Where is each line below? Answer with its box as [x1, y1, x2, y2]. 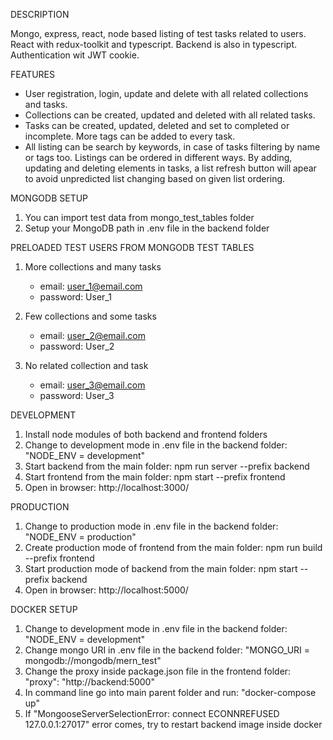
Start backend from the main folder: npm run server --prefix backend [24, 460, 310, 472]
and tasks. [24, 99, 68, 110]
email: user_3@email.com [39, 379, 146, 391]
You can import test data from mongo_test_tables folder [24, 212, 255, 223]
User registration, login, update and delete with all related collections [24, 88, 309, 99]
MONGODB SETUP [10, 192, 89, 204]
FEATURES [10, 69, 56, 80]
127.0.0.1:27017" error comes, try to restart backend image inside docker [24, 719, 323, 730]
